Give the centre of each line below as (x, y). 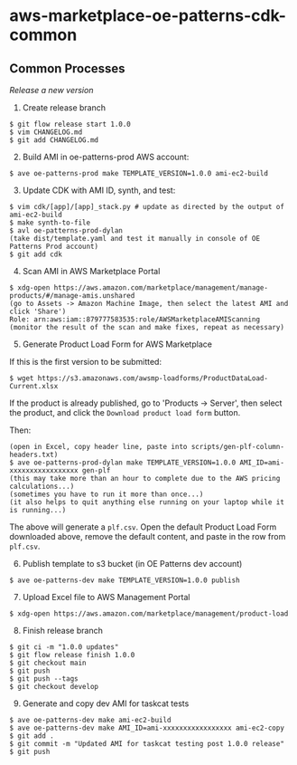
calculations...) (42, 486)
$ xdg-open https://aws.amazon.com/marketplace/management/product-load (149, 614)
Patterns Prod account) (54, 246)
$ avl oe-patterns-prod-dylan (66, 231)
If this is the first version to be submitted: (86, 362)
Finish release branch (63, 631)
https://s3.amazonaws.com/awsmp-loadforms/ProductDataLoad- (153, 378)
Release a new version (51, 90)
